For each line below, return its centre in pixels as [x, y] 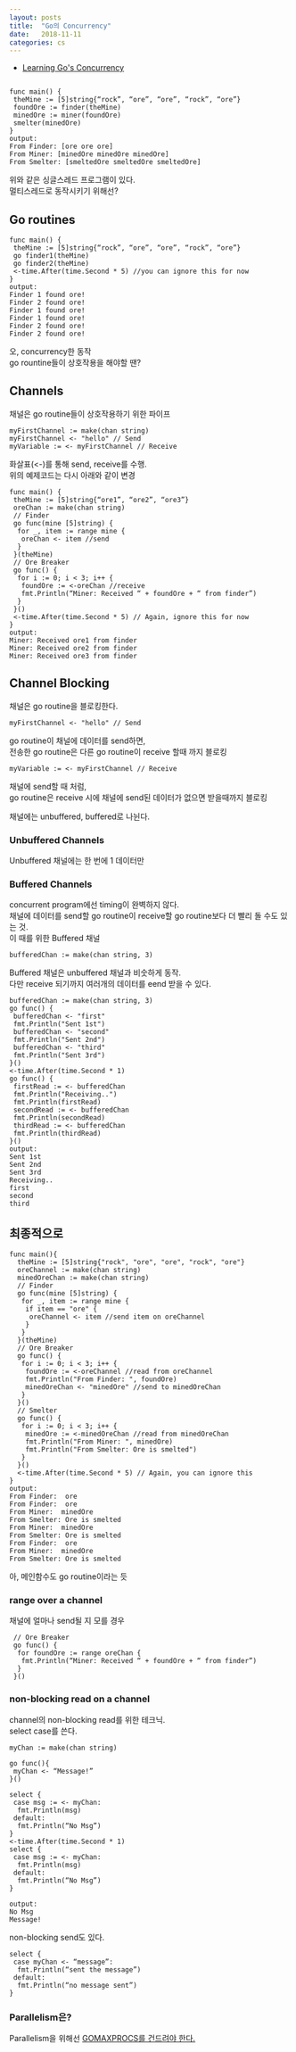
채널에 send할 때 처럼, [48, 786]
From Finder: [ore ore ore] [62, 147]
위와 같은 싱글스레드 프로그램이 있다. [72, 180]
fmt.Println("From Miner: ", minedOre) [99, 1442]
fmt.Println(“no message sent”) [78, 1985]
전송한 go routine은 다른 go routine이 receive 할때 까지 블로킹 [118, 751]
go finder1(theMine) [51, 256]
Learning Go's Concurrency [73, 68]
